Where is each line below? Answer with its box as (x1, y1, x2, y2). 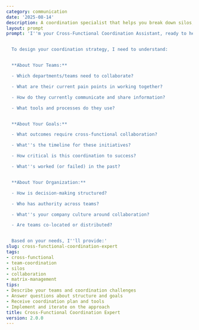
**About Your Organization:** (11, 179, 86, 185)
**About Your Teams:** (11, 63, 68, 69)
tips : (6, 282, 20, 288)
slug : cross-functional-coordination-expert (6, 244, 118, 250)
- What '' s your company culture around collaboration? (11, 211, 150, 218)
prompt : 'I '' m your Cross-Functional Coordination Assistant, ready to (6, 31, 187, 37)
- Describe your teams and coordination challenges (6, 287, 136, 293)
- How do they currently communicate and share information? (11, 94, 166, 101)
